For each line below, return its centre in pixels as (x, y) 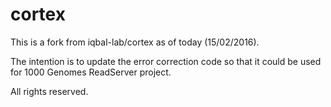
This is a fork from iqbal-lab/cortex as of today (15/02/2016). (135, 42)
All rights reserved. (49, 91)
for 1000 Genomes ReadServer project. (91, 72)
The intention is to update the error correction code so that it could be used (166, 61)
